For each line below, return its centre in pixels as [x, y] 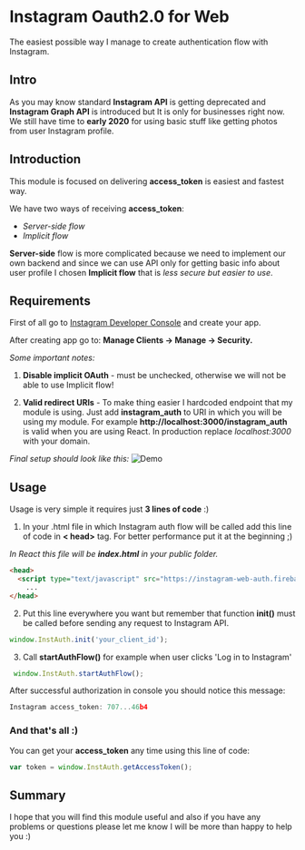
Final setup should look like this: [69, 459]
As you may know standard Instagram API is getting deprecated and [138, 102]
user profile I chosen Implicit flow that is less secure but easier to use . [142, 272]
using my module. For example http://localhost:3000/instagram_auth [155, 422]
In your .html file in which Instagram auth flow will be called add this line [157, 527]
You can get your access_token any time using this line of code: [129, 750]
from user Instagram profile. [62, 131]
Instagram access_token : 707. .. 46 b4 [79, 708]
